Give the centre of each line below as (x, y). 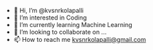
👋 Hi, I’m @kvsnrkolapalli (48, 10)
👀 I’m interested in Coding (50, 18)
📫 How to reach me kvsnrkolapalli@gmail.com (80, 40)
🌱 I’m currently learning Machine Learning (73, 25)
